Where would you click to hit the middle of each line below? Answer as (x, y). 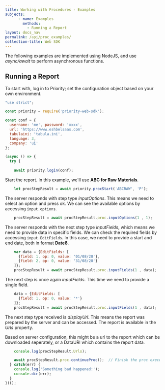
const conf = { (21, 120)
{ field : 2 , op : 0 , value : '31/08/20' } (58, 261)
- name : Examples (36, 19)
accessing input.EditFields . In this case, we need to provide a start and (79, 237)
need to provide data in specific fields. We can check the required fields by (81, 232)
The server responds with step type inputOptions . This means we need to (80, 198)
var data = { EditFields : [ (41, 252)
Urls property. (19, 327)
